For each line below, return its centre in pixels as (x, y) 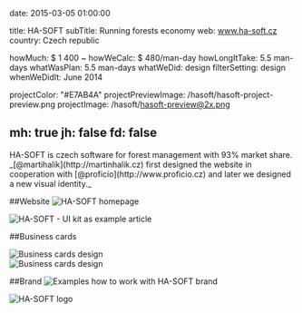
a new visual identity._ (51, 183)
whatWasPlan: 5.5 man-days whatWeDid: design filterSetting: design (158, 68)
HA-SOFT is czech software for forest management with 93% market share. (151, 154)
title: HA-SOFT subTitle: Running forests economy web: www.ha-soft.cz (143, 30)
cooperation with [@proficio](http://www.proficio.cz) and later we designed (151, 174)
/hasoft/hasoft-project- (230, 95)
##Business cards (43, 236)
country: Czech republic (54, 40)
